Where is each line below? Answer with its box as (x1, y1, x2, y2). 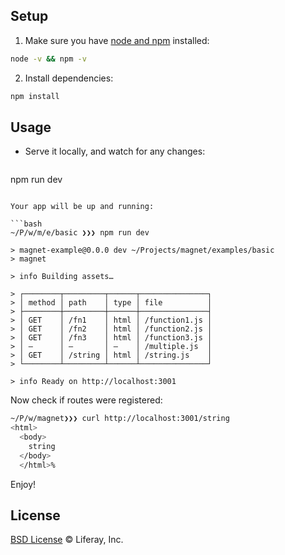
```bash (10, 219, 43, 229)
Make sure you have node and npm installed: (24, 34, 210, 46)
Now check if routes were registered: (10, 394, 163, 406)
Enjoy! (10, 478, 37, 490)
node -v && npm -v (10, 54, 87, 64)
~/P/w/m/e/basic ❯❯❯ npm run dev (10, 228, 150, 238)
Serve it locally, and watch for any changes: (24, 145, 206, 158)
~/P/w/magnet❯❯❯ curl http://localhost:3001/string (10, 414, 230, 424)
